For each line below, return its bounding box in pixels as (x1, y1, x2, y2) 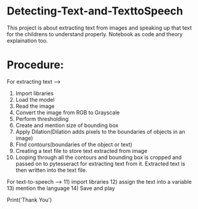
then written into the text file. (15, 166, 87, 173)
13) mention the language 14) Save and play (7, 184, 115, 192)
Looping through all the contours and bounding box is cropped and (15, 154, 182, 161)
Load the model (15, 96, 55, 103)
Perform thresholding (15, 115, 69, 122)
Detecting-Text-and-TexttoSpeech (7, 4, 184, 18)
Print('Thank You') (7, 196, 52, 203)
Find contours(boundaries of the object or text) (15, 140, 133, 148)
